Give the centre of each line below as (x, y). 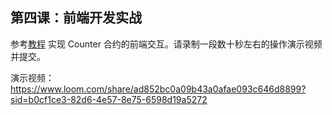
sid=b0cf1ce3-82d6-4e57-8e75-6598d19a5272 (109, 99)
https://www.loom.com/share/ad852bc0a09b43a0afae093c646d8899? (158, 89)
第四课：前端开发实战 (76, 18)
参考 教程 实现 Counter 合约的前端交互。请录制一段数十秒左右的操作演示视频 (166, 44)
